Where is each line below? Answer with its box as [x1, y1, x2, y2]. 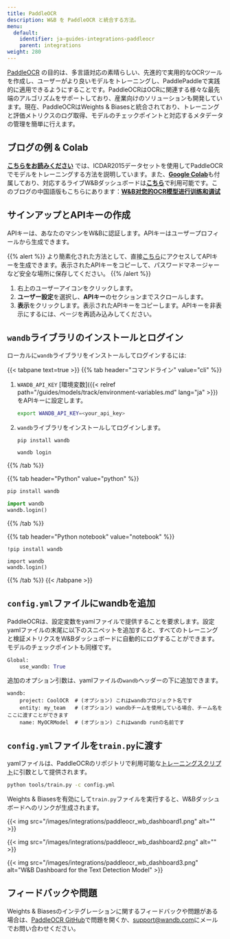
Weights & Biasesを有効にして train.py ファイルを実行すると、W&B [7, 795, 196, 803]
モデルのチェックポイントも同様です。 [7, 643, 115, 651]
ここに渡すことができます [7, 712, 69, 719]
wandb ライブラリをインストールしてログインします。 [16, 424, 165, 432]
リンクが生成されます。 [36, 803, 103, 812]
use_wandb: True [19, 663, 67, 670]
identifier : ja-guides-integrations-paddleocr [19, 36, 155, 43]
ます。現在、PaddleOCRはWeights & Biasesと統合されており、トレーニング [7, 102, 220, 111]
